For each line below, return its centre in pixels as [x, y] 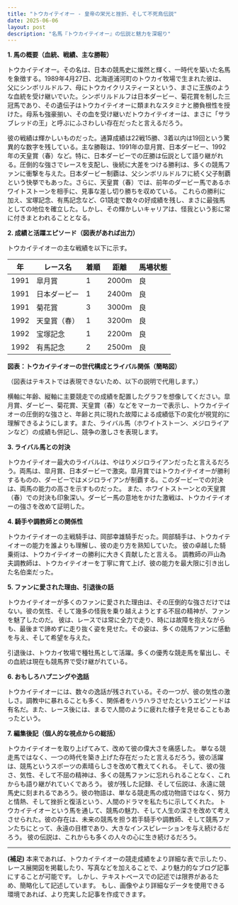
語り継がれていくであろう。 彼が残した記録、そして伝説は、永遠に [123, 784]
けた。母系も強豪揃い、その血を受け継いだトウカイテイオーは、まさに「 [113, 114]
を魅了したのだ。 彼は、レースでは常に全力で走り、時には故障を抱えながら [117, 620]
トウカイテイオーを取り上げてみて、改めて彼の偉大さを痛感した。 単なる [113, 748]
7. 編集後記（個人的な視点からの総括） [63, 733]
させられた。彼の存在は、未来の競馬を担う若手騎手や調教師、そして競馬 [113, 819]
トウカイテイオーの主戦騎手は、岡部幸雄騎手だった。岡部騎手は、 [103, 537]
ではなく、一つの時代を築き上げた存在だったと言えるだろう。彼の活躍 [121, 757]
